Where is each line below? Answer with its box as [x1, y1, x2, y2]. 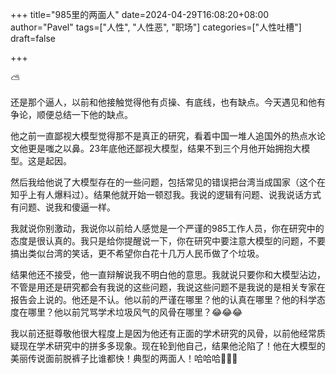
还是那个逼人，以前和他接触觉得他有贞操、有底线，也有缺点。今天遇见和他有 [10, 96, 326, 108]
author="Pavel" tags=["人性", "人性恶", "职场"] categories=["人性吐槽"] [10, 21, 302, 33]
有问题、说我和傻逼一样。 [10, 201, 116, 213]
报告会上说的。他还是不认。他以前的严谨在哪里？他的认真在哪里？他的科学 [10, 294, 317, 305]
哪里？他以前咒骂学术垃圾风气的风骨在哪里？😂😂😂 [27, 306, 243, 318]
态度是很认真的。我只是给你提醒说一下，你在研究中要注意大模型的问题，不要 [10, 235, 326, 247]
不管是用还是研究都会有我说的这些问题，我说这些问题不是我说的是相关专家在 [10, 281, 326, 293]
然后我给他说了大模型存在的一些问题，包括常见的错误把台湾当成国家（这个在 [10, 176, 326, 188]
